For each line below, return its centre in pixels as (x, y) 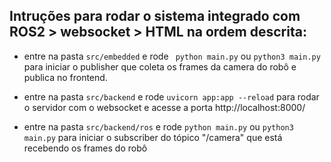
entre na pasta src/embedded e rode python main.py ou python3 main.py (172, 56)
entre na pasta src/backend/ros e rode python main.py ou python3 (158, 126)
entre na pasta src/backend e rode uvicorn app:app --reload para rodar (171, 96)
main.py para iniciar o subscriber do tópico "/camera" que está (153, 137)
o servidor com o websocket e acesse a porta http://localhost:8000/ (164, 107)
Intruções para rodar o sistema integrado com (155, 16)
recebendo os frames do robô (85, 148)
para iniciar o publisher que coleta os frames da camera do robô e (160, 66)
